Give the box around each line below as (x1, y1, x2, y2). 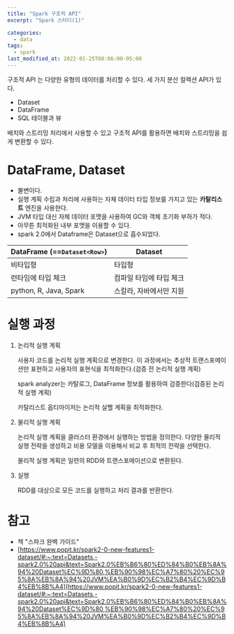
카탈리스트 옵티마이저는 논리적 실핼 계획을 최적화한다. (17, 403, 163, 411)
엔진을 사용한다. (24, 203, 68, 212)
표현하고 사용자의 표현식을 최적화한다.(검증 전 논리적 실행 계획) (30, 364, 201, 373)
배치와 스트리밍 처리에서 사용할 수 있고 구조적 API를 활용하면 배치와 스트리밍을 (7, 128, 220, 137)
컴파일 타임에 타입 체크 (114, 273, 184, 283)
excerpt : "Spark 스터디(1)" (7, 17, 85, 24)
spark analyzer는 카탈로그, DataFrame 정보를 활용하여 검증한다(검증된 (17, 379, 212, 388)
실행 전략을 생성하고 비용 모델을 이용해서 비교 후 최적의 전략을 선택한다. (17, 441, 212, 450)
